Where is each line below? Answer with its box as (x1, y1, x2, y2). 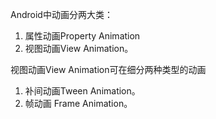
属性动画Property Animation (24, 30, 141, 42)
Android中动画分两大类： (10, 9, 113, 20)
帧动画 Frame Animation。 (24, 98, 133, 109)
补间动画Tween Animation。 (24, 85, 141, 97)
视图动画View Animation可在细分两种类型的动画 (10, 64, 207, 75)
